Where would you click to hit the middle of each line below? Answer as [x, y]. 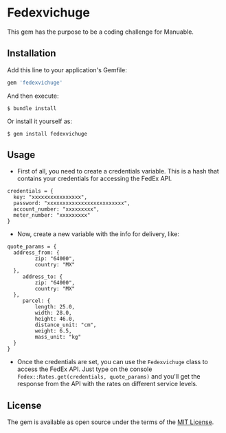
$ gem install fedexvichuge [47, 134]
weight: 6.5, [53, 331]
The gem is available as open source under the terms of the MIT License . [111, 422]
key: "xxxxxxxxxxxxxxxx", [50, 198]
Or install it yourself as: [39, 121]
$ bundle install [32, 108]
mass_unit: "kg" [58, 337]
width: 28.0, [53, 313]
